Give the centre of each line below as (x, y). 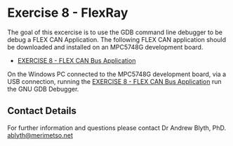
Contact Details (42, 111)
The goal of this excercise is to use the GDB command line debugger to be (115, 32)
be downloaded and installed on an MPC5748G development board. (105, 47)
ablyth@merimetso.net (40, 135)
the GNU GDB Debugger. (43, 89)
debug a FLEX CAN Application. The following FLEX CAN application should (117, 39)
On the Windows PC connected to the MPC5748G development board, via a (117, 74)
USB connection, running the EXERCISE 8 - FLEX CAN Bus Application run (115, 81)
